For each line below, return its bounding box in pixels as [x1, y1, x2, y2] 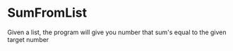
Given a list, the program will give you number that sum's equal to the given [7, 28, 227, 36]
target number [7, 35, 49, 43]
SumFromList [7, 5, 88, 21]
